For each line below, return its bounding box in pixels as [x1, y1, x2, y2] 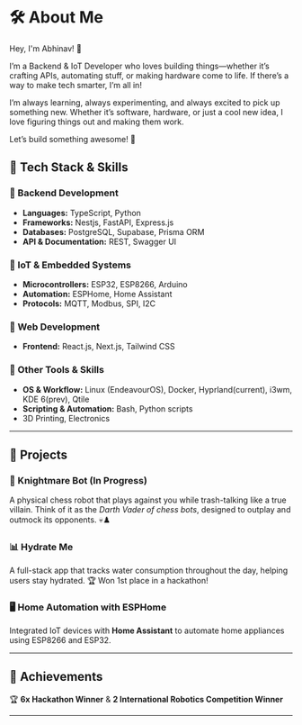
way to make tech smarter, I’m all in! [9, 79, 142, 90]
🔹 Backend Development [9, 186, 119, 199]
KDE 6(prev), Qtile [22, 394, 90, 404]
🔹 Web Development [9, 321, 101, 333]
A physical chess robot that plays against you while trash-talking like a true [9, 494, 287, 505]
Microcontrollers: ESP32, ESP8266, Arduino [22, 278, 189, 289]
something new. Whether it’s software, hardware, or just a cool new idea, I [9, 106, 283, 117]
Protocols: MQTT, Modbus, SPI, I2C [22, 298, 155, 309]
